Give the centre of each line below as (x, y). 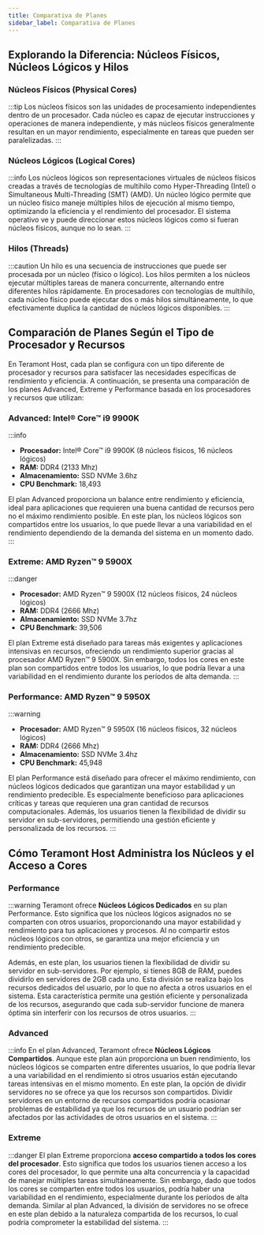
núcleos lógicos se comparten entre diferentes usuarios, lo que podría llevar (132, 1067)
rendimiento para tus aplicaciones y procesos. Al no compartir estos (119, 930)
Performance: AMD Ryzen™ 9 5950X (80, 697)
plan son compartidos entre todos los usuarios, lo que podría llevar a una (127, 668)
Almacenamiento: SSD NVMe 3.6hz (78, 475)
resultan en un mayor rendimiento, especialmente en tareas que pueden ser (131, 132)
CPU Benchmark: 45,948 (61, 763)
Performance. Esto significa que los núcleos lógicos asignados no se (120, 914)
